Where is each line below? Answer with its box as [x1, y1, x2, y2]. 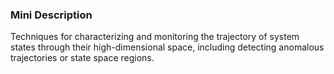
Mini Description [10, 8, 93, 22]
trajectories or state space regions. [10, 52, 155, 64]
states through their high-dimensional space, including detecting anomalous [10, 41, 325, 53]
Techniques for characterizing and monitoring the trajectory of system [10, 31, 300, 43]
